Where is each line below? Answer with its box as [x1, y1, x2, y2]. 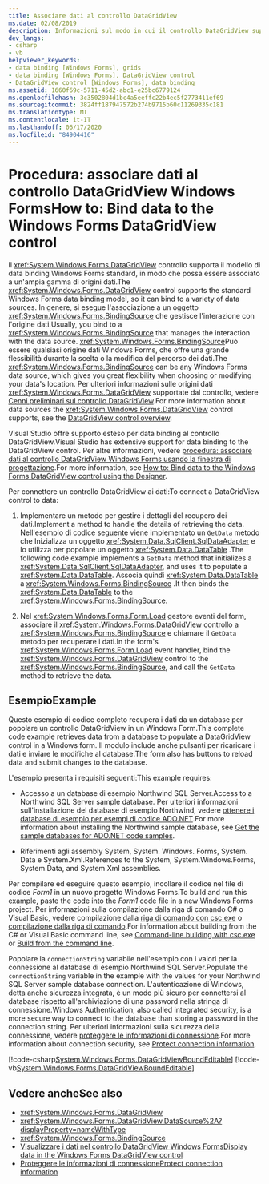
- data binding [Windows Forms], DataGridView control [8, 71, 195, 79]
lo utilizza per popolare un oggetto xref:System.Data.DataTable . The [19, 544, 244, 554]
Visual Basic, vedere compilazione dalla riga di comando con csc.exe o [8, 913, 243, 923]
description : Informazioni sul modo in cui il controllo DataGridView [8, 26, 249, 34]
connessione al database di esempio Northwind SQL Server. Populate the [8, 962, 248, 973]
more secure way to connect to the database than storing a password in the [8, 1013, 259, 1023]
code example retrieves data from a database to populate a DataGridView [8, 732, 251, 741]
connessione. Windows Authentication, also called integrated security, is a [8, 1005, 252, 1015]
